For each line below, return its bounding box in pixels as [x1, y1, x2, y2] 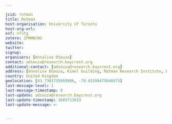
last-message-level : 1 [5, 83, 54, 88]
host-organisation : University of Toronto [5, 21, 97, 27]
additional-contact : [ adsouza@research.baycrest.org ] [5, 64, 123, 69]
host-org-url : [5, 26, 36, 31]
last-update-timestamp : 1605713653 [5, 97, 81, 103]
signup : [5, 49, 22, 55]
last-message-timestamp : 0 [5, 88, 63, 93]
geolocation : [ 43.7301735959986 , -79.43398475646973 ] [5, 79, 123, 84]
